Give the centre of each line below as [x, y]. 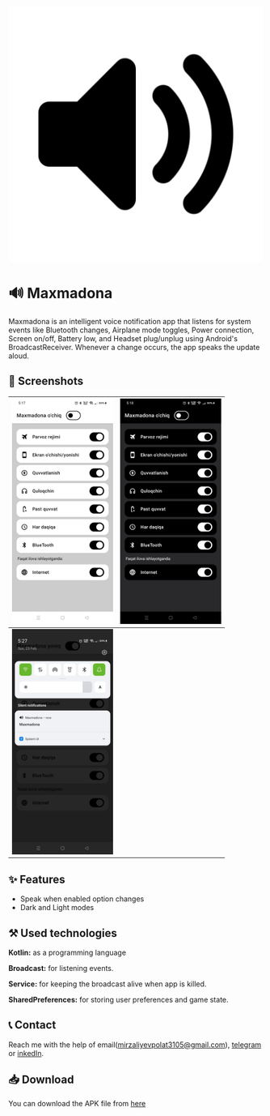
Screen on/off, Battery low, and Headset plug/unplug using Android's [123, 338]
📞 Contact [32, 1025]
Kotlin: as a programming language [67, 953]
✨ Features [37, 879]
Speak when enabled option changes [82, 899]
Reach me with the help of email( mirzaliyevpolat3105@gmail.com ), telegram [135, 1045]
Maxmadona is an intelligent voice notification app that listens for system [130, 321]
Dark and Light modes [57, 908]
